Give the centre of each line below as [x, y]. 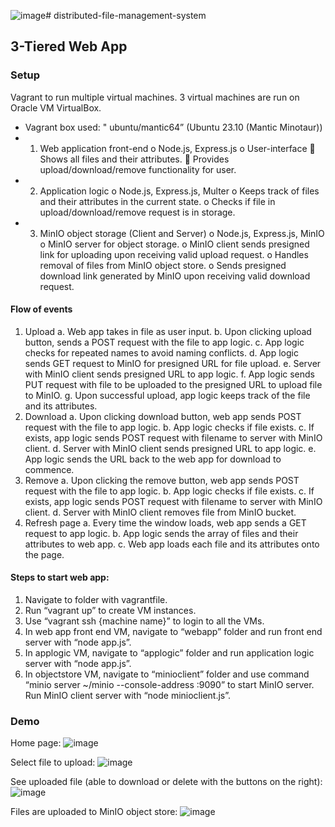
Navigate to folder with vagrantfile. [96, 600]
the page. [44, 554]
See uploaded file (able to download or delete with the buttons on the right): [166, 782]
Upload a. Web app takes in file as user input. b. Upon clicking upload [168, 331]
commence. [49, 469]
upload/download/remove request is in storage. [137, 212]
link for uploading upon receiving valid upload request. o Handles [174, 254]
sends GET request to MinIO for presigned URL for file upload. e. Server [173, 363]
